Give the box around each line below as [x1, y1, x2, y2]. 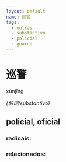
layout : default [6, 8, 46, 15]
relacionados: [6, 150, 46, 158]
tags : [6, 19, 19, 25]
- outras [11, 24, 33, 31]
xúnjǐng [6, 87, 24, 94]
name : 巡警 [6, 14, 31, 20]
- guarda [11, 41, 33, 47]
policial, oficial [6, 117, 60, 127]
